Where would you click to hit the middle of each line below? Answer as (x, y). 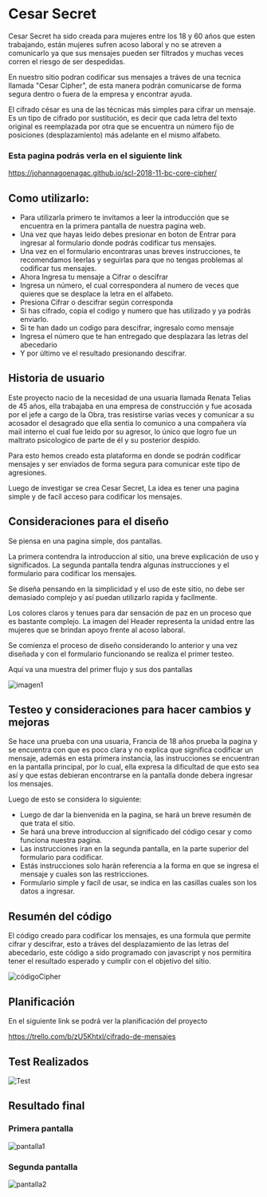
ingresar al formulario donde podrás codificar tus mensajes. (118, 243)
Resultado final (47, 1106)
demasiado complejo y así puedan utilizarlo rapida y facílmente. (113, 597)
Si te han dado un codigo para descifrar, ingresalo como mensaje (127, 328)
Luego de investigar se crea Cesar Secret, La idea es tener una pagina (124, 487)
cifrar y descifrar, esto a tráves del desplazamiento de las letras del (119, 944)
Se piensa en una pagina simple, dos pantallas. (85, 541)
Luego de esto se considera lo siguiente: (75, 799)
